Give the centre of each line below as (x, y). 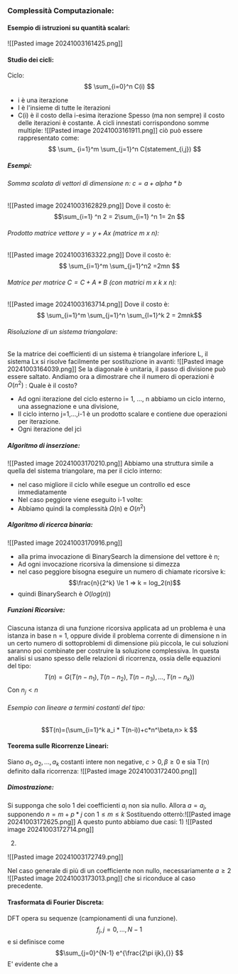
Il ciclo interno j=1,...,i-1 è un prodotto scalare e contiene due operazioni (122, 414)
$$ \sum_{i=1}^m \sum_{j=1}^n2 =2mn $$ (119, 266)
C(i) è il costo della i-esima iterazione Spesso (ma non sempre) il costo (121, 115)
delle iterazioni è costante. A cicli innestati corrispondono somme (113, 123)
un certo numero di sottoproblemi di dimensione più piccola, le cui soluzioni (118, 643)
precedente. (25, 886)
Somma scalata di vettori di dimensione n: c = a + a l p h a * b (95, 183)
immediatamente (42, 492)
